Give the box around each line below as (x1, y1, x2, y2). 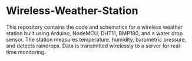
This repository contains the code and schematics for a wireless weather (6, 23, 183, 30)
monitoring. (18, 48, 46, 55)
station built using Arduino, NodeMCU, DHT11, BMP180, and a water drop (6, 29, 183, 36)
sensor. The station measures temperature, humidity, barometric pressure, (6, 36, 187, 43)
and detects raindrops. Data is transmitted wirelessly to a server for (6, 42, 170, 49)
